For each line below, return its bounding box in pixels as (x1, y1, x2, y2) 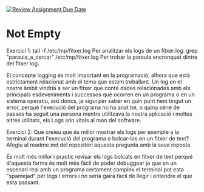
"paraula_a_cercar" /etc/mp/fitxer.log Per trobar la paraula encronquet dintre (6, 53, 198, 61)
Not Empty (6, 27, 61, 41)
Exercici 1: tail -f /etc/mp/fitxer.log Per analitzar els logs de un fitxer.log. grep (6, 47, 198, 54)
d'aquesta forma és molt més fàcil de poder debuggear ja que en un (6, 159, 177, 167)
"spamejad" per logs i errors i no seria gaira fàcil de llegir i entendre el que (6, 172, 193, 179)
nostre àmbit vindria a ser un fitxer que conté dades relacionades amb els (6, 84, 191, 91)
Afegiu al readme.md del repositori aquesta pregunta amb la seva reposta (6, 141, 191, 148)
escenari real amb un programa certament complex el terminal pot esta (6, 165, 184, 173)
